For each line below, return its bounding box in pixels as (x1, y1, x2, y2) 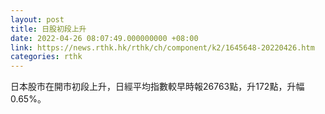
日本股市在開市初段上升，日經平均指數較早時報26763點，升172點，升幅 (10, 81, 305, 93)
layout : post (10, 14, 65, 25)
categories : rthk (10, 52, 83, 62)
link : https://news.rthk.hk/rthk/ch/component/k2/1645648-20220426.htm (10, 42, 315, 53)
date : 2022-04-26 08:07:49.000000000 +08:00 (10, 33, 199, 43)
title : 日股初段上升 (10, 24, 87, 34)
